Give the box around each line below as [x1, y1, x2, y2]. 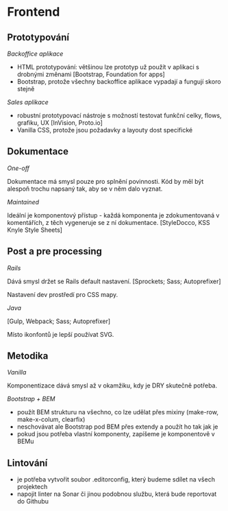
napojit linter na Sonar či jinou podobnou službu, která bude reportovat [16, 490, 217, 498]
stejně [16, 85, 35, 93]
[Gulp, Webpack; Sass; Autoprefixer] [7, 317, 111, 325]
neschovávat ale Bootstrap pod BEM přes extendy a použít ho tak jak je [16, 423, 218, 431]
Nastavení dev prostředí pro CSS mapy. [7, 290, 118, 298]
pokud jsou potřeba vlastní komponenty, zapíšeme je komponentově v [16, 430, 216, 438]
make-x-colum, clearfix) [16, 416, 86, 424]
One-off [7, 164, 29, 172]
